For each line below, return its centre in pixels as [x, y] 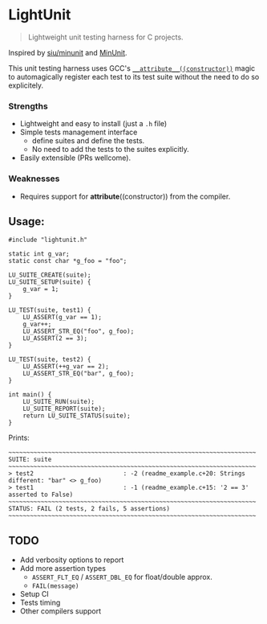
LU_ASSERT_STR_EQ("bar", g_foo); [79, 374]
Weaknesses [34, 179]
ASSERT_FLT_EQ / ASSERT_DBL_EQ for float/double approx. [122, 577]
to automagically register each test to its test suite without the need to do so [134, 76]
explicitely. [26, 85]
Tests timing [40, 603]
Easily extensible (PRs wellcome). [75, 158]
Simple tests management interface [79, 132]
